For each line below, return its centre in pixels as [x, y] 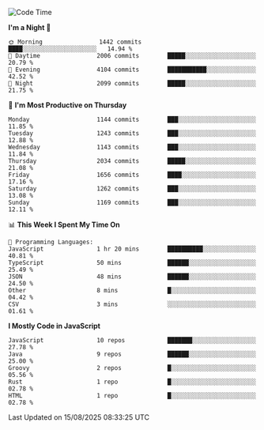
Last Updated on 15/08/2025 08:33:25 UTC [79, 417]
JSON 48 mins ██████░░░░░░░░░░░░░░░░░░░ [132, 277]
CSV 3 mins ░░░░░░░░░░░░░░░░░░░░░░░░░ [132, 304]
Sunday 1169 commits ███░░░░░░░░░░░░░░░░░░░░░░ [132, 202]
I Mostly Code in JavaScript [55, 326]
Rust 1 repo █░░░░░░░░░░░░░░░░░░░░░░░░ [132, 382]
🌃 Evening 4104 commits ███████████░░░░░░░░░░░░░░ [132, 70]
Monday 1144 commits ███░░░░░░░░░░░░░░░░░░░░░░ [132, 119]
